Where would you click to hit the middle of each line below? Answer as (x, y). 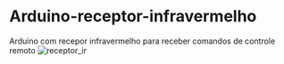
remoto (22, 50)
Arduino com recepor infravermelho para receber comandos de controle (142, 41)
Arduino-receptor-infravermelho (133, 16)
